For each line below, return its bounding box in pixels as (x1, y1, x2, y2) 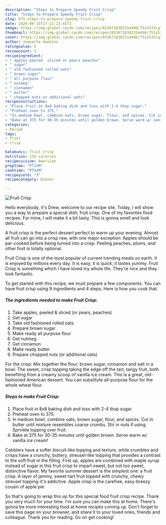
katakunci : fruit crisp (5, 149, 54, 155)
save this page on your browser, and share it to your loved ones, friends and (5, 509, 161, 515)
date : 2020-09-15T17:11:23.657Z (5, 21, 72, 26)
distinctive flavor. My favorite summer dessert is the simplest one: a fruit (5, 468, 152, 474)
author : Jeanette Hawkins (5, 40, 58, 44)
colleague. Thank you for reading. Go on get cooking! (5, 515, 114, 521)
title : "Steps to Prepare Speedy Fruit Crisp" (5, 12, 103, 17)
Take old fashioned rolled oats (12, 320, 74, 326)
